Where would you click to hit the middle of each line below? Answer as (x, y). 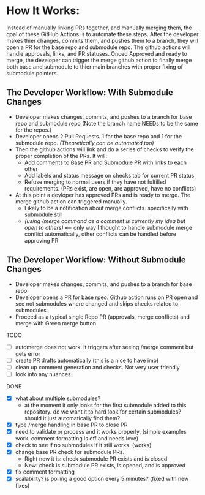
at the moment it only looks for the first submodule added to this (105, 405)
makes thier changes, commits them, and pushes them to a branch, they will (102, 40)
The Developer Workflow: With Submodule (90, 93)
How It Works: (43, 11)
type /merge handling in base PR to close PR (71, 425)
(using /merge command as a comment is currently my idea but (105, 221)
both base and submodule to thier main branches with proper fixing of (95, 66)
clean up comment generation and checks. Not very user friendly (98, 367)
